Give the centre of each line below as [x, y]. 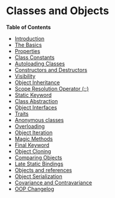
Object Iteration [34, 132]
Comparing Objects [38, 157]
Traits [22, 114]
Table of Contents [29, 27]
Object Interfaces [36, 107]
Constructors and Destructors [51, 70]
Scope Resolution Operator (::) [52, 88]
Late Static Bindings [39, 164]
